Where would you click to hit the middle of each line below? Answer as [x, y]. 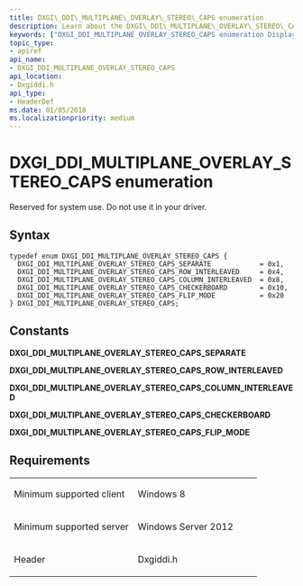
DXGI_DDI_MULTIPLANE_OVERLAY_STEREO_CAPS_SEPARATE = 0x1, [151, 264]
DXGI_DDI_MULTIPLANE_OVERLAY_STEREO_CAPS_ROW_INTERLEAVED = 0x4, [151, 271]
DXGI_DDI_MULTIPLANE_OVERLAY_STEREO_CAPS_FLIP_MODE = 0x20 [151, 295]
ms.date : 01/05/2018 [48, 110]
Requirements [50, 461]
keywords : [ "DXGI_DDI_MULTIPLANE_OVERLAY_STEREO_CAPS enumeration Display [153, 34]
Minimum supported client [69, 494]
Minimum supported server [71, 526]
